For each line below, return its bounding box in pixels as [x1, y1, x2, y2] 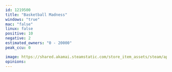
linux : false [5, 26, 33, 31]
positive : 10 [5, 31, 33, 36]
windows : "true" [5, 17, 40, 22]
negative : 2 [5, 36, 31, 41]
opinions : [5, 59, 27, 64]
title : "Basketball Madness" [5, 12, 68, 17]
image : [5, 54, 19, 59]
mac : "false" [5, 21, 33, 27]
